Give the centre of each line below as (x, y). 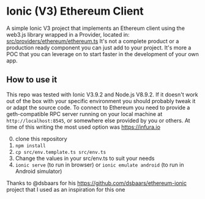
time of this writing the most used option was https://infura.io (84, 127)
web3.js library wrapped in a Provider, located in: (68, 34)
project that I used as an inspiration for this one (66, 189)
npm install (30, 146)
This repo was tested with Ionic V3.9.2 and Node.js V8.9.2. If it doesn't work (102, 94)
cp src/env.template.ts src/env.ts (61, 152)
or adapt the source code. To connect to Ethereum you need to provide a (98, 107)
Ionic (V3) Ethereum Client (75, 11)
